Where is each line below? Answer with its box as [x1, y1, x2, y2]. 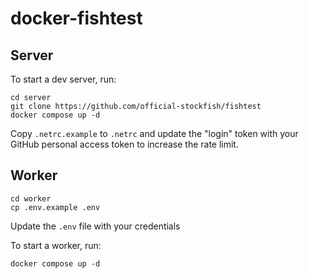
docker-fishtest [10, 7, 143, 30]
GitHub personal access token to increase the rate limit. [10, 138, 239, 150]
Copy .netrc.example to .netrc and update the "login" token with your [10, 128, 299, 139]
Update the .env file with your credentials [10, 220, 181, 232]
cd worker [10, 193, 52, 204]
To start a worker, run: [10, 239, 102, 251]
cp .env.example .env [10, 202, 101, 212]
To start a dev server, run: [10, 73, 117, 85]
